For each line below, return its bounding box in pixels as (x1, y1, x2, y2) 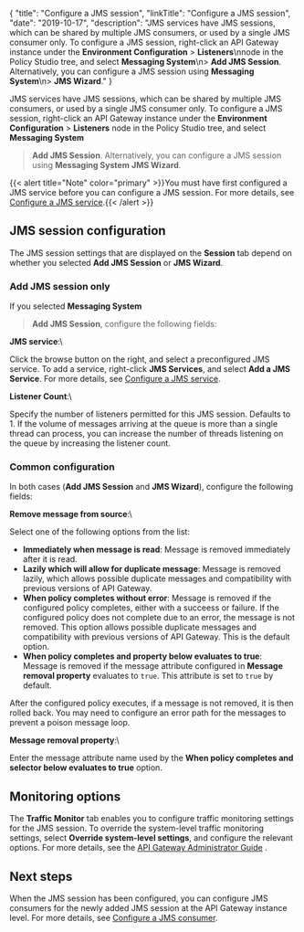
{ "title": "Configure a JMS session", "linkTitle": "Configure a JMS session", (9, 8, 291, 18)
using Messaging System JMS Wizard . (31, 160, 182, 170)
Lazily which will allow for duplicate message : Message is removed (22, 564, 281, 575)
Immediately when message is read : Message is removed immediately (22, 544, 291, 556)
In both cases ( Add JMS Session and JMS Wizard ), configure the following (9, 482, 294, 492)
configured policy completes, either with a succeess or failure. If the (22, 602, 280, 613)
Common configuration (9, 461, 116, 473)
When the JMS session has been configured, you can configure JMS (9, 893, 268, 904)
